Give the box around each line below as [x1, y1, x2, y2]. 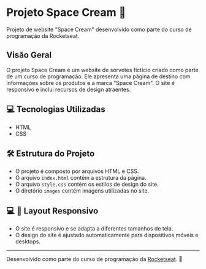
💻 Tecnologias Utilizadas [6, 104, 105, 115]
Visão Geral [6, 50, 52, 61]
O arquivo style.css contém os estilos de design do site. [15, 180, 159, 188]
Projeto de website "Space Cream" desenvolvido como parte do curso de [6, 26, 192, 33]
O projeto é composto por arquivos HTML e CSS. [15, 168, 139, 175]
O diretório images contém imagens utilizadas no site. [15, 187, 150, 194]
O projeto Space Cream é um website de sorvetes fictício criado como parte [6, 66, 199, 73]
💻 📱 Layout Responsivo [6, 205, 99, 216]
